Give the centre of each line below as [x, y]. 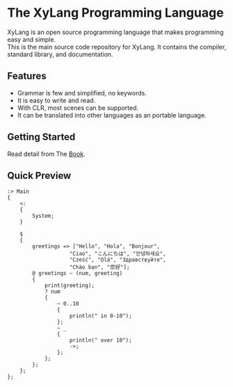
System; [43, 216]
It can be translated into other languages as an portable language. [112, 115]
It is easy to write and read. [56, 100]
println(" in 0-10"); [101, 316]
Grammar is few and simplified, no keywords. [82, 93]
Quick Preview [39, 175]
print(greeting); [70, 286]
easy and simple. [32, 39]
